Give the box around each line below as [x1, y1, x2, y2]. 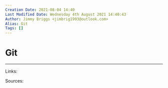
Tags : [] [5, 26, 23, 31]
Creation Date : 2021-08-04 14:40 [5, 7, 75, 12]
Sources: [5, 78, 24, 84]
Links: [5, 68, 17, 75]
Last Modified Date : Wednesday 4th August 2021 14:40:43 [5, 12, 126, 17]
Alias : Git [5, 21, 28, 26]
